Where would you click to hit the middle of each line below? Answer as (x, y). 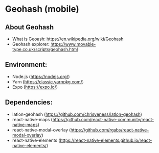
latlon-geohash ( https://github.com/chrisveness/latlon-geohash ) (77, 114)
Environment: (26, 65)
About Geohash (29, 27)
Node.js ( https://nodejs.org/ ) (41, 76)
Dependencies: (29, 102)
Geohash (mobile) (42, 9)
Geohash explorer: (31, 44)
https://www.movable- (73, 44)
